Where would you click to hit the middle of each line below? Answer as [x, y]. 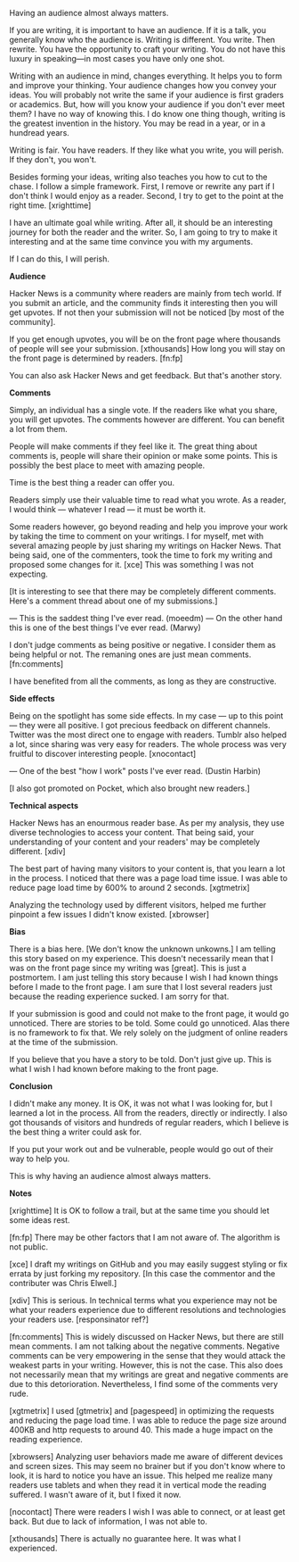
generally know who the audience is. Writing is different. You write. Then [142, 40]
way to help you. [40, 1159]
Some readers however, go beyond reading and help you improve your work [149, 527]
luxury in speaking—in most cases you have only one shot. [117, 58]
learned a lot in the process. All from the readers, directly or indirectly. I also [148, 1113]
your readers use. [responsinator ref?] [79, 1319]
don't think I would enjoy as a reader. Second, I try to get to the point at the [146, 196]
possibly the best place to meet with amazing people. [107, 465]
